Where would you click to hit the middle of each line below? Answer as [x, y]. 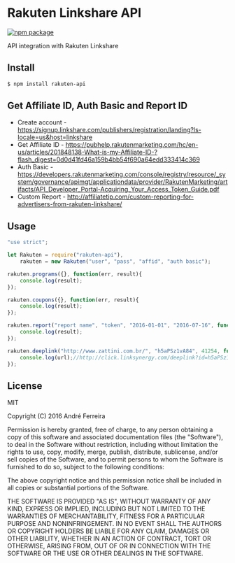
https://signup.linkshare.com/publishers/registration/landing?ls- [109, 130]
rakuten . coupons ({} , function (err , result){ [73, 300]
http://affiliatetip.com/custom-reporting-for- [131, 197]
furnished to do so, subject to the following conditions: [86, 467]
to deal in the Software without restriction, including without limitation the [113, 445]
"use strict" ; [28, 243]
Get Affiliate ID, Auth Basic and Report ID [97, 106]
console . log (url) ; [47, 357]
